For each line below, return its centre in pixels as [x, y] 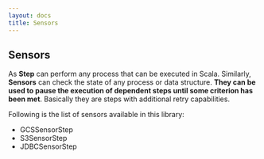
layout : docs [30, 15]
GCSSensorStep [47, 130]
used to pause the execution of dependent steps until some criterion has [130, 91]
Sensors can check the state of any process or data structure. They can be [132, 82]
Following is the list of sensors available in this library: [96, 115]
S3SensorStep [43, 138]
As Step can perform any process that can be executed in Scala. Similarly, [130, 74]
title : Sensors [33, 23]
